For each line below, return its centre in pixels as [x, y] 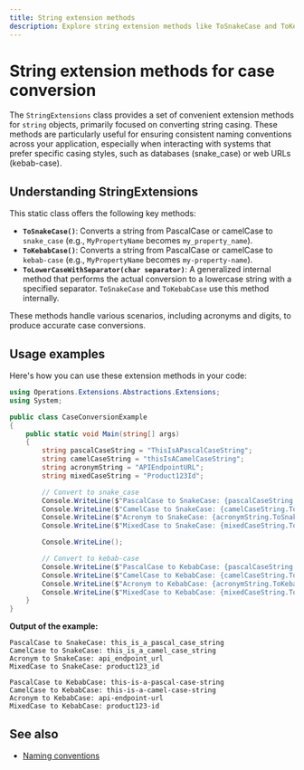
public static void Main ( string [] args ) [103, 434]
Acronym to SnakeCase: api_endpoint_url [87, 659]
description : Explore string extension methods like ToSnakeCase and [143, 26]
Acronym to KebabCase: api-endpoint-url [87, 699]
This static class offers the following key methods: [103, 214]
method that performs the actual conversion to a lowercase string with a [157, 279]
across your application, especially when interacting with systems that [140, 144]
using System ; [36, 400]
